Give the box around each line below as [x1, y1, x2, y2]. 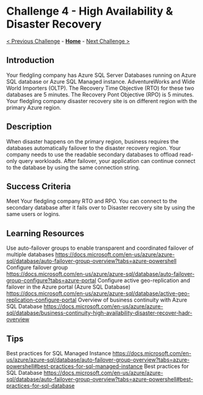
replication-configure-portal [6, 296, 77, 303]
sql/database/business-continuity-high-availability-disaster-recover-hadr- [6, 310, 193, 317]
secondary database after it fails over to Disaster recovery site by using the [6, 204, 195, 211]
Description [6, 121, 52, 132]
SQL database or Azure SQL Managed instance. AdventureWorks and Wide [6, 78, 195, 85]
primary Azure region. [6, 104, 62, 111]
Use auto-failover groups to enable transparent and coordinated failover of [6, 244, 194, 252]
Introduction [6, 55, 55, 65]
